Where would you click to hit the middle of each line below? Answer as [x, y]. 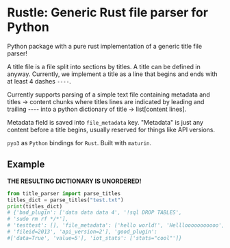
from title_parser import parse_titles [64, 193]
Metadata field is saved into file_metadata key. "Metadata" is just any [105, 122]
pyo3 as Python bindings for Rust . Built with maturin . [79, 142]
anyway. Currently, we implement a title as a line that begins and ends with [112, 74]
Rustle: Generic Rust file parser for [108, 13]
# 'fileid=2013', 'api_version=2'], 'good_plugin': [82, 232]
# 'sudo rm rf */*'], [38, 219]
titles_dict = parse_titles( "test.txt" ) [66, 200]
